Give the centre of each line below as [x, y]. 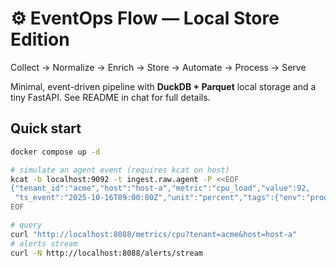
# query [26, 225]
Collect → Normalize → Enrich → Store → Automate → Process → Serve [158, 67]
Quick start [46, 128]
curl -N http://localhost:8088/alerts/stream [106, 253]
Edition [40, 39]
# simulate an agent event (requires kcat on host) [120, 170]
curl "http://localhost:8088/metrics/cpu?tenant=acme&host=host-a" [154, 234]
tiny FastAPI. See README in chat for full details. [110, 97]
